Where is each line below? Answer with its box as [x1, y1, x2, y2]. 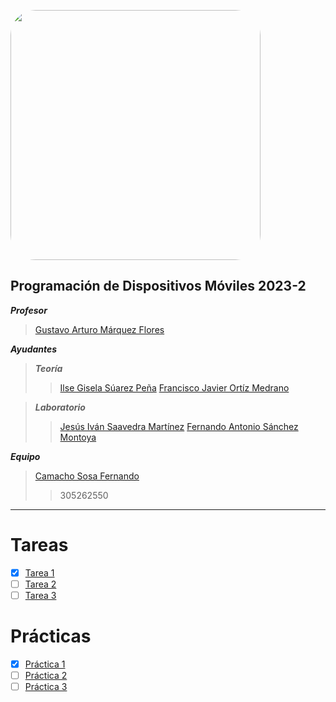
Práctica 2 [24, 669, 68, 681]
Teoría [34, 362, 63, 374]
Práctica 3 [24, 681, 68, 692]
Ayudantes [10, 343, 58, 355]
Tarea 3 [24, 589, 57, 601]
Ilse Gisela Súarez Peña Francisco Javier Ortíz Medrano [59, 381, 290, 394]
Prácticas [10, 625, 92, 648]
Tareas [10, 534, 69, 556]
